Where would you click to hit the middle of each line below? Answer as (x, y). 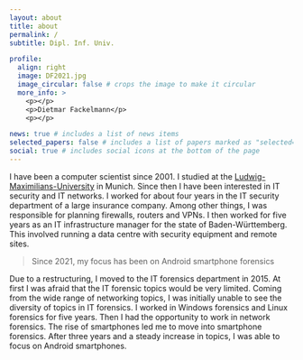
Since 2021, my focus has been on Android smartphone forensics (153, 261)
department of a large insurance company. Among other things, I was (138, 205)
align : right (42, 68)
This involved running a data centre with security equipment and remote (143, 234)
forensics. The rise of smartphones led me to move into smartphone (136, 327)
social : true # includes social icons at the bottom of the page (134, 151)
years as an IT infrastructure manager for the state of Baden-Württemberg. (148, 224)
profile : (26, 60)
